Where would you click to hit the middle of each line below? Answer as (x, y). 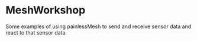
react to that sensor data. (36, 32)
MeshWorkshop (46, 10)
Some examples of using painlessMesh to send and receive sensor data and (98, 26)
